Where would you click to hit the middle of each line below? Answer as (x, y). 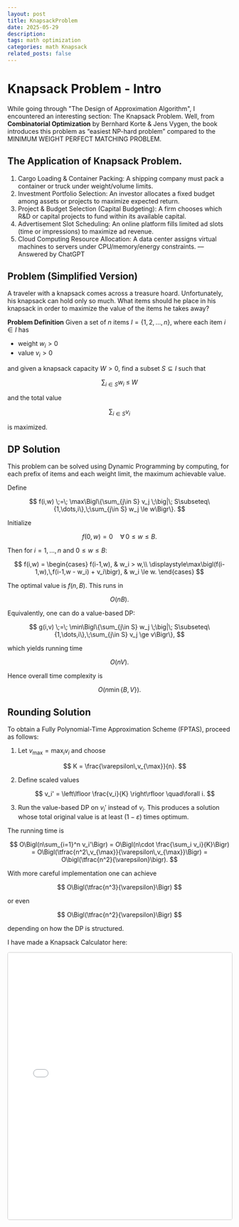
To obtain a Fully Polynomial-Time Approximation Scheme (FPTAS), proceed (119, 730)
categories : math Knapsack (47, 47)
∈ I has (18, 330)
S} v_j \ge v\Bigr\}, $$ (153, 635)
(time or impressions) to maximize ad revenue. (86, 231)
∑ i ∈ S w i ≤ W (119, 383)
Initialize (20, 523)
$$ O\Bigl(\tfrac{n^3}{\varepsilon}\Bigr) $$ (119, 887)
